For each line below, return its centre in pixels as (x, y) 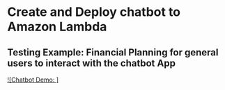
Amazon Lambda (57, 27)
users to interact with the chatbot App (92, 63)
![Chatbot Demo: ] (33, 80)
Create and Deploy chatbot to (94, 12)
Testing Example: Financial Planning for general (113, 52)
